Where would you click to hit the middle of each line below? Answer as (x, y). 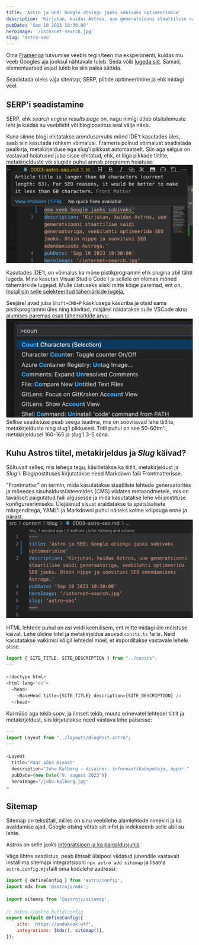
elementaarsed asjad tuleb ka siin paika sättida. (64, 68)
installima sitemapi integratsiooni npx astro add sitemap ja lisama (86, 862)
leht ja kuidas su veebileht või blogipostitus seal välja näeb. (78, 125)
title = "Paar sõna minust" (44, 763)
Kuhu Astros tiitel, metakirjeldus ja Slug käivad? (96, 453)
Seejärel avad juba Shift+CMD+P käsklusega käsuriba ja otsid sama (86, 303)
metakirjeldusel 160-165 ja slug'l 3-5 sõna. (58, 434)
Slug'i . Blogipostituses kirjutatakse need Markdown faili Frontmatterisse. (94, 474)
